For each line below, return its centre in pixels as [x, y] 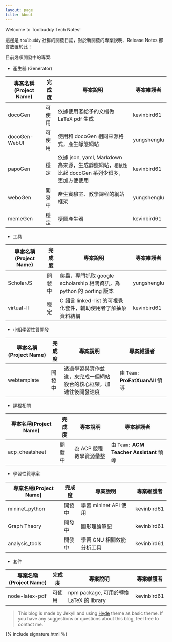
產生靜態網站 [84, 144]
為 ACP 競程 [89, 448]
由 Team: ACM [127, 445]
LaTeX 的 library [87, 600]
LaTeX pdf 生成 [76, 119]
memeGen [20, 218]
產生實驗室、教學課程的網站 [91, 194]
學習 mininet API [101, 505]
